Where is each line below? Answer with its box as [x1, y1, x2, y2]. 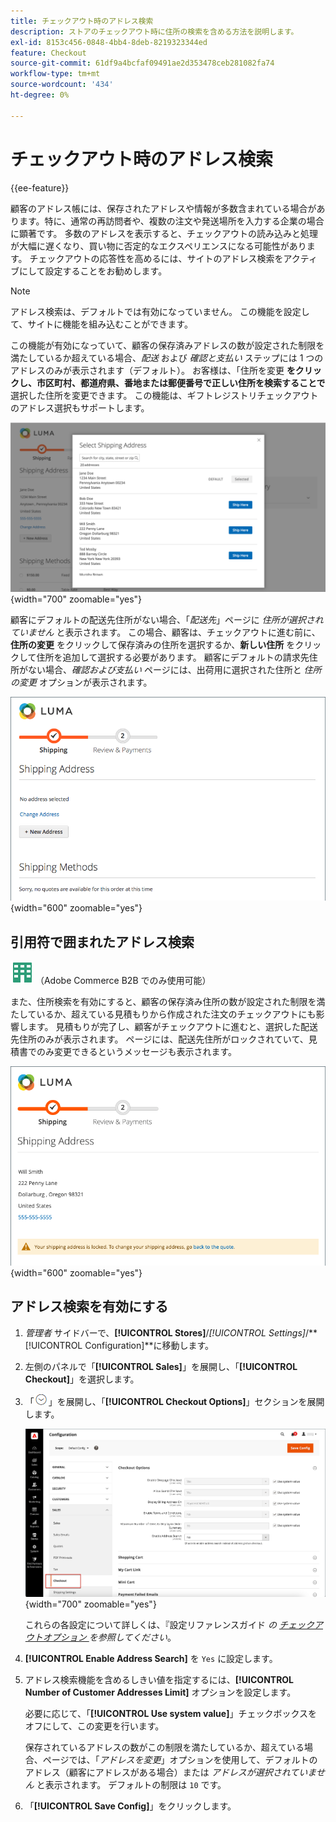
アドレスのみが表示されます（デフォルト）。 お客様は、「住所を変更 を [10, 364, 296, 376]
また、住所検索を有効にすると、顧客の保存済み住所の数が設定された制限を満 [10, 996, 326, 1008]
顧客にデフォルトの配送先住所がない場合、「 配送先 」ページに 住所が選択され [10, 614, 324, 626]
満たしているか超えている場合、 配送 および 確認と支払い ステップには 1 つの [10, 351, 324, 364]
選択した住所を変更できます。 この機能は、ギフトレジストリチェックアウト [10, 389, 319, 401]
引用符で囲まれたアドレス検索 [10, 933, 195, 950]
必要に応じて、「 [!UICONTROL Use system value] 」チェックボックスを [24, 1707, 318, 1719]
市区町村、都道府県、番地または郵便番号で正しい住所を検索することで [36, 376, 326, 389]
